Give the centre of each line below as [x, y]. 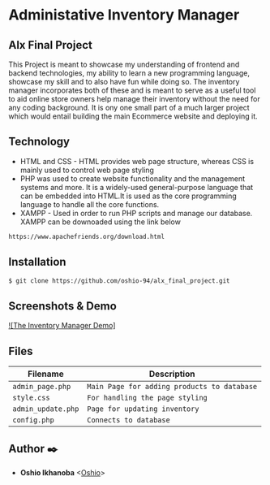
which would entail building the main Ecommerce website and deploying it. [133, 116]
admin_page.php [42, 386]
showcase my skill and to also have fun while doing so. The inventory [124, 82]
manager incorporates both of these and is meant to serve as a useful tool [132, 90]
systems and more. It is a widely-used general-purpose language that [137, 187]
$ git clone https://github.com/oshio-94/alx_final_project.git [119, 281]
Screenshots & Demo [63, 306]
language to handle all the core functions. [90, 204]
